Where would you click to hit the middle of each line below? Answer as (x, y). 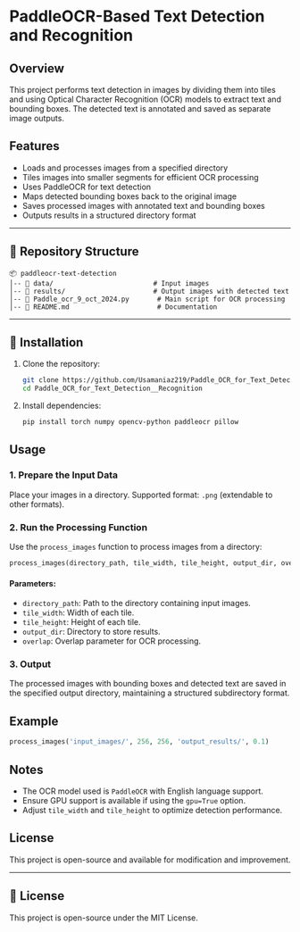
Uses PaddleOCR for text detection (87, 187)
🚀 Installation (46, 342)
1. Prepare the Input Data (64, 475)
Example (34, 721)
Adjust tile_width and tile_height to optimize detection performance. (152, 810)
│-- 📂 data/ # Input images (109, 283)
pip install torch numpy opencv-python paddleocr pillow (130, 422)
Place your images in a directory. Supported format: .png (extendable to (141, 495)
